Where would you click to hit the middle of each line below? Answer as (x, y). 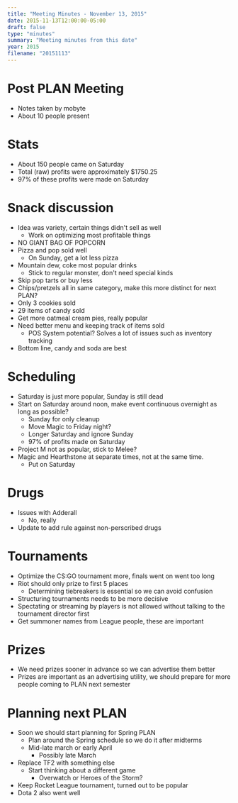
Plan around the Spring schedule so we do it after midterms (115, 740)
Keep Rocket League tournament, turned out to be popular (103, 785)
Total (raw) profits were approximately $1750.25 (87, 172)
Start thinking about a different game (82, 770)
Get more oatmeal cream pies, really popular (83, 318)
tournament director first (53, 614)
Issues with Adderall (47, 512)
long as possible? (43, 411)
